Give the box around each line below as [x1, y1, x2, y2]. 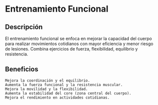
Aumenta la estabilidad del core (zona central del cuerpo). [5, 91, 132, 96]
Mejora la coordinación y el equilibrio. [5, 78, 90, 83]
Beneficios [5, 65, 38, 73]
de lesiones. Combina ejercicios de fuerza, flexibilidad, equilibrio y [5, 46, 138, 52]
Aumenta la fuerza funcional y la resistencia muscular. [5, 82, 123, 87]
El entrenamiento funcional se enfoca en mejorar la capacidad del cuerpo [5, 35, 152, 41]
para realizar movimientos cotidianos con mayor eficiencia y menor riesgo [5, 41, 154, 47]
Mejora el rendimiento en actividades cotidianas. [5, 95, 110, 100]
